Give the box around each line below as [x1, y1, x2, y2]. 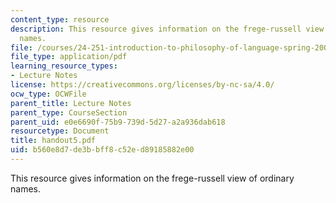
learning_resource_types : [10, 61, 118, 71]
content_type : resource [10, 14, 110, 25]
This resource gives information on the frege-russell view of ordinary [10, 172, 295, 184]
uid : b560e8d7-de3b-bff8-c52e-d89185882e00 [10, 145, 195, 155]
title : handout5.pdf [10, 136, 97, 146]
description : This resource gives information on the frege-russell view [10, 24, 325, 34]
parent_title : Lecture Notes [10, 98, 132, 108]
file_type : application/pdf [10, 52, 128, 62]
